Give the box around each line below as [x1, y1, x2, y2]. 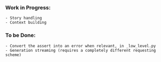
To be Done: [5, 32, 36, 39]
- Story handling [5, 16, 42, 21]
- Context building [5, 20, 47, 25]
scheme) [5, 52, 22, 57]
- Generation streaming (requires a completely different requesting [5, 48, 156, 53]
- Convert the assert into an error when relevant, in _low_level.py [5, 43, 156, 48]
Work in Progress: [5, 4, 51, 11]
